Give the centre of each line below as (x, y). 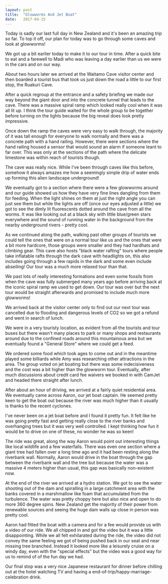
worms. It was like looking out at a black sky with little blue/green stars (78, 214)
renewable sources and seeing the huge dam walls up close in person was (82, 510)
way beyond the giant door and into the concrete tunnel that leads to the (80, 100)
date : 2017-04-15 (25, 19)
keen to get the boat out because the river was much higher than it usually (82, 401)
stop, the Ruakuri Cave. (29, 85)
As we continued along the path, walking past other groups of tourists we (81, 235)
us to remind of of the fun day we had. (44, 557)
